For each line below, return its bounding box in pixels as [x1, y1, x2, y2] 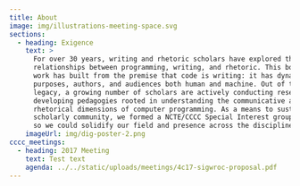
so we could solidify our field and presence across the [32, 122, 250, 131]
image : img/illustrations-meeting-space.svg [9, 21, 178, 30]
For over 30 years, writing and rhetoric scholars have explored [32, 55, 281, 63]
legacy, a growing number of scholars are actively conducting [32, 88, 274, 97]
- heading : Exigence [17, 38, 94, 47]
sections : [9, 30, 46, 38]
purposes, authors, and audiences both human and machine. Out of [32, 80, 286, 89]
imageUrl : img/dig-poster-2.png [25, 130, 146, 139]
